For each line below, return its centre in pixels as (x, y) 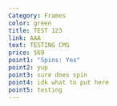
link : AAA (25, 38)
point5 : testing (35, 90)
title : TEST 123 (35, 30)
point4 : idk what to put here (59, 82)
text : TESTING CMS (39, 45)
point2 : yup (28, 68)
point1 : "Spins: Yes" (44, 61)
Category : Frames (37, 16)
